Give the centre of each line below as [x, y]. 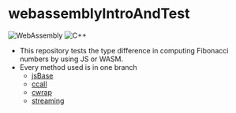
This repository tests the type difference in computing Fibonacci [124, 50]
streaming [48, 100]
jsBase [42, 75]
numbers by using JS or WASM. [71, 59]
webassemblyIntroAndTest [99, 14]
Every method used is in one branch [79, 67]
